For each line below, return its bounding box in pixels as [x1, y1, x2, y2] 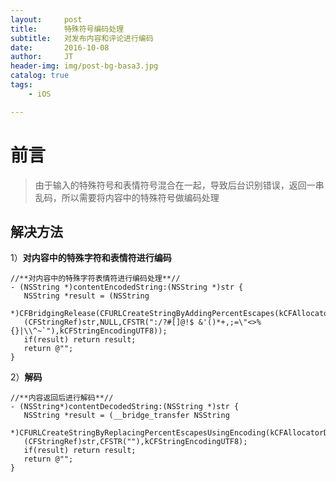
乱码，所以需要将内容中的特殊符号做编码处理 [34, 191, 220, 203]
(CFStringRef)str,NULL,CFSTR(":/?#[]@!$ [23, 317, 195, 328]
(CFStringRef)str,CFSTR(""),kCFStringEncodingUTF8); [23, 437, 248, 447]
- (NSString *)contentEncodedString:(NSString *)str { [10, 282, 244, 293]
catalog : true [10, 71, 70, 81]
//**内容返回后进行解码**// [10, 393, 114, 403]
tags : [10, 80, 33, 90]
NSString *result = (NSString [23, 291, 150, 301]
